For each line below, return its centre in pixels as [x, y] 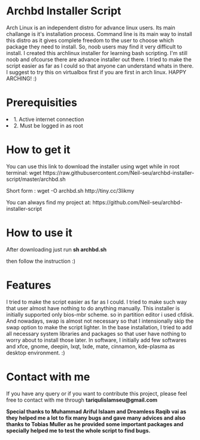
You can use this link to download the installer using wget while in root [93, 166]
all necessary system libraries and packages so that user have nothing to [96, 333]
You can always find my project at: [49, 202]
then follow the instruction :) [41, 261]
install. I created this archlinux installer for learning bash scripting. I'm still [97, 53]
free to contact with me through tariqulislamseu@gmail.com [82, 400]
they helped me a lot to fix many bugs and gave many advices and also [96, 418]
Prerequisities [42, 103]
